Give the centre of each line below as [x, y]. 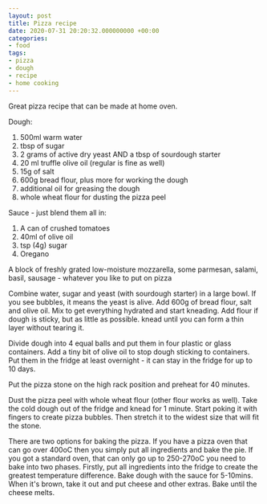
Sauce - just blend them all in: [57, 212]
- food [19, 46]
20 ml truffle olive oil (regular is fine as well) [92, 162]
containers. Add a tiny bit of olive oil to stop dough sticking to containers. [129, 351]
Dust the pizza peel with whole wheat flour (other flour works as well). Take [133, 400]
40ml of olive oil [47, 236]
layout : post [30, 16]
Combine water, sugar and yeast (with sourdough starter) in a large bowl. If [132, 293]
